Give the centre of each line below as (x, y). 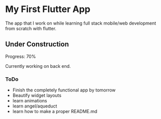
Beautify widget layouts (37, 95)
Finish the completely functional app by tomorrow (64, 90)
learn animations (30, 101)
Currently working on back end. (38, 66)
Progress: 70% (21, 56)
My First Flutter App (48, 9)
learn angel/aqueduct (35, 106)
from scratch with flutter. (31, 28)
